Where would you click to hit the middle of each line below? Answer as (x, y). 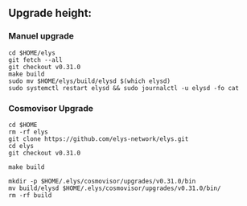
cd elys (21, 146)
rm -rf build (30, 195)
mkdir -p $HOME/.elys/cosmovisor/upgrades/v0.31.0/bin (102, 181)
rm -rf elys (28, 132)
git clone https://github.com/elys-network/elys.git (99, 139)
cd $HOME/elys (32, 53)
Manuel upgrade (41, 36)
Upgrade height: (50, 13)
